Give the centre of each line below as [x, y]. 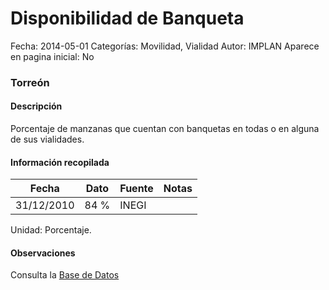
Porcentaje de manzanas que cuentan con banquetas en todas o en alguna [165, 129]
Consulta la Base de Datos [65, 275]
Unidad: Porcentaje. [51, 230]
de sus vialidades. [47, 139]
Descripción [36, 106]
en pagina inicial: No [52, 56]
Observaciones [43, 253]
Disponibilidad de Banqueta [127, 18]
